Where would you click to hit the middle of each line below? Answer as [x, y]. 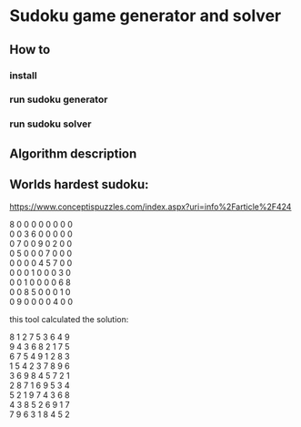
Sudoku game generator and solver [145, 16]
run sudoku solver [50, 124]
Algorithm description [73, 153]
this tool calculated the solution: [69, 319]
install [24, 76]
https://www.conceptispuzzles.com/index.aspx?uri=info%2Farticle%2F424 [150, 207]
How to [30, 50]
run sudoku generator [59, 99]
